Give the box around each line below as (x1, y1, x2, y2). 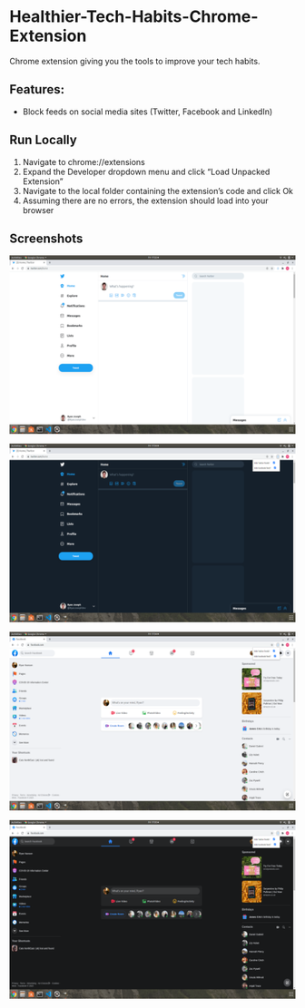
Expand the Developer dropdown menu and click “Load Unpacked (22, 166, 271, 177)
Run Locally (9, 132, 77, 148)
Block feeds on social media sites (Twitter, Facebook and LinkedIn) (22, 106, 273, 117)
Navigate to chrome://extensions (22, 156, 145, 167)
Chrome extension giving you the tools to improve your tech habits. (9, 55, 261, 66)
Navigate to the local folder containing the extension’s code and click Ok (22, 185, 293, 196)
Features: (9, 82, 65, 97)
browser (22, 204, 54, 215)
